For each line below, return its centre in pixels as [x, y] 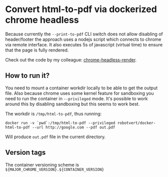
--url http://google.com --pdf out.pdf [73, 127]
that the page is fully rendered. [37, 50]
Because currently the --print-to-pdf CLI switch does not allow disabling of [84, 34]
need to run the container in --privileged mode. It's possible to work [76, 98]
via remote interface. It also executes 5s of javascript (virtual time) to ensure [84, 44]
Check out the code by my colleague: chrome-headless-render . [71, 60]
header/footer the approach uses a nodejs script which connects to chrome [83, 39]
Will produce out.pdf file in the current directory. [56, 137]
